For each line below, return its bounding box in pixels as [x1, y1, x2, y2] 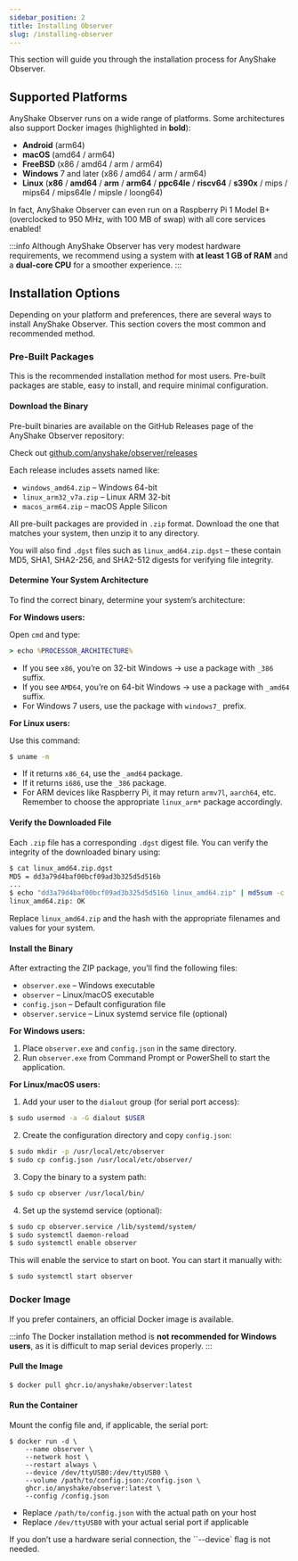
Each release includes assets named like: [9, 465, 160, 475]
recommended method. [9, 328, 96, 339]
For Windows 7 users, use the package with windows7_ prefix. [21, 700, 246, 711]
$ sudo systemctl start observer [9, 1272, 133, 1281]
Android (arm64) [21, 140, 85, 151]
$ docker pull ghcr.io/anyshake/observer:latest [9, 1380, 193, 1390]
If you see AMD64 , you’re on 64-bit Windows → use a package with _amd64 [21, 681, 290, 692]
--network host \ [25, 1452, 90, 1461]
